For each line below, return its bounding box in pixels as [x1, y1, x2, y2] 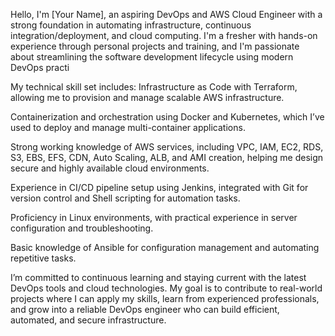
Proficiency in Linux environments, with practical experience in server [10, 212, 298, 223]
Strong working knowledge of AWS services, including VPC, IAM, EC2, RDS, [10, 141, 324, 153]
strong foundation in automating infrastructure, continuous [10, 19, 252, 31]
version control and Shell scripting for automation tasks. [10, 192, 241, 204]
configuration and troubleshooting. [10, 222, 154, 234]
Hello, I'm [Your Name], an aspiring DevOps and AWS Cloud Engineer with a [10, 9, 323, 20]
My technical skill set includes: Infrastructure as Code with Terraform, [10, 81, 298, 93]
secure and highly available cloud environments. [10, 162, 210, 174]
